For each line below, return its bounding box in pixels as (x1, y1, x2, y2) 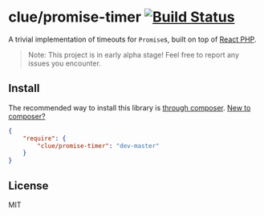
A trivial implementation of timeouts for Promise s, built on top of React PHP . (8, 34, 257, 44)
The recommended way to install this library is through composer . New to (8, 102, 251, 112)
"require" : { (22, 134, 67, 142)
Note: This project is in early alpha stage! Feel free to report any (27, 50, 239, 59)
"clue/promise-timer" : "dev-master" (37, 142, 160, 150)
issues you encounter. (27, 58, 102, 68)
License (8, 178, 49, 192)
